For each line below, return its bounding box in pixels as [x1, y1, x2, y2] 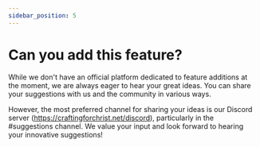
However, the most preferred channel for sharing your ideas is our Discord [8, 104, 253, 114]
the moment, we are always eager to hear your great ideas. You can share [8, 80, 251, 90]
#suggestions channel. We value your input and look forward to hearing [8, 121, 244, 131]
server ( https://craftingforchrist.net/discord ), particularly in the [8, 113, 215, 122]
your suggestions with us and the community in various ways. [8, 89, 211, 99]
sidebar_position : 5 [8, 11, 77, 20]
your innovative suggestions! [8, 130, 104, 139]
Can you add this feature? [8, 45, 183, 64]
